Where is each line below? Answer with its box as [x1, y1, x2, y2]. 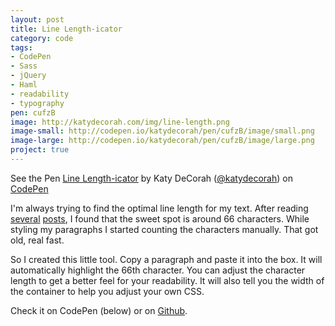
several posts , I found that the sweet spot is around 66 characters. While [10, 212, 310, 225]
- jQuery [10, 71, 47, 81]
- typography [10, 98, 65, 108]
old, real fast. [10, 234, 65, 246]
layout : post [10, 14, 65, 25]
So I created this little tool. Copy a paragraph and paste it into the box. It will [10, 253, 323, 265]
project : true [10, 145, 70, 155]
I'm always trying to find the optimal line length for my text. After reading [10, 202, 309, 214]
